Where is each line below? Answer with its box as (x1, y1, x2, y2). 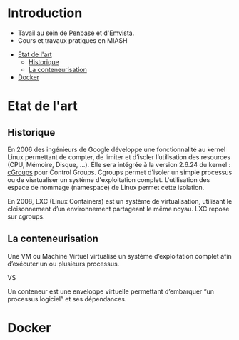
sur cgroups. (7, 212, 45, 221)
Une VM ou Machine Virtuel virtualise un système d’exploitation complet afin (7, 251, 232, 260)
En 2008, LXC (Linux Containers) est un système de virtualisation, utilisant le (7, 196, 233, 205)
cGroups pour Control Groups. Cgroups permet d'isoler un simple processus (7, 168, 233, 176)
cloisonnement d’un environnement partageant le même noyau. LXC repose (7, 204, 230, 213)
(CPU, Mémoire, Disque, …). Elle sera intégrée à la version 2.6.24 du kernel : (7, 160, 231, 169)
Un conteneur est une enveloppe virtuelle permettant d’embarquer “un (7, 287, 215, 296)
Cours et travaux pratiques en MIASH (17, 36, 128, 44)
